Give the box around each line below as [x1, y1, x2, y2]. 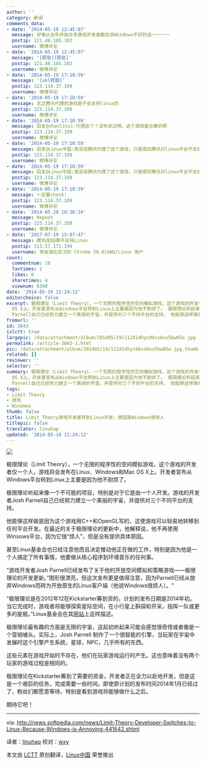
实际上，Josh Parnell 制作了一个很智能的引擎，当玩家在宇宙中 [38, 631, 195, 639]
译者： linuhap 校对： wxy [6, 738, 69, 746]
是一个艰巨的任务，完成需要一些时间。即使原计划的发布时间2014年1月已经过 [6, 680, 198, 688]
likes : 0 [12, 271, 34, 278]
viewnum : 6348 [12, 283, 48, 289]
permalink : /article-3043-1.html [6, 340, 92, 346]
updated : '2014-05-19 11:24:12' [6, 431, 89, 438]
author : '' [6, 9, 34, 15]
